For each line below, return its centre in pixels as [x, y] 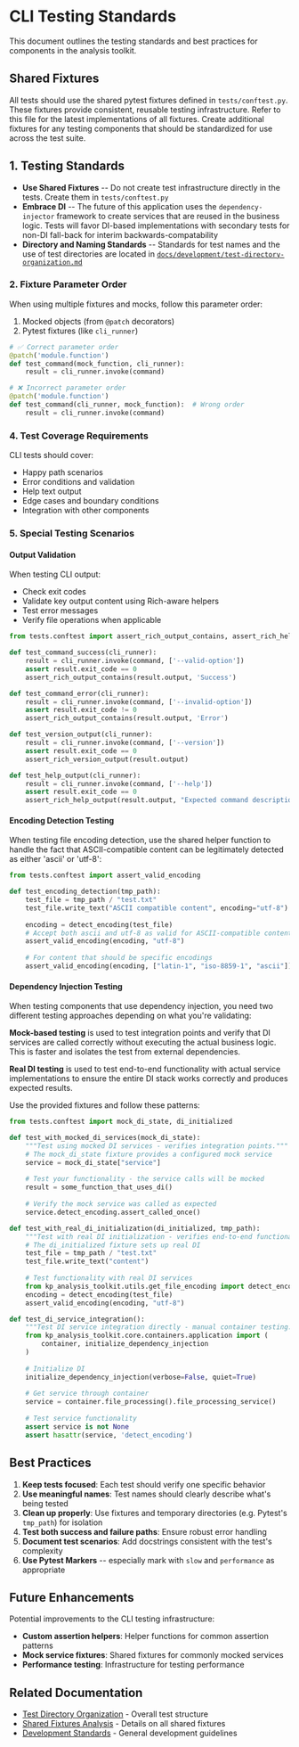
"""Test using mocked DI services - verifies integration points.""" [157, 1146]
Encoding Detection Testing [62, 820]
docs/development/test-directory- [221, 254]
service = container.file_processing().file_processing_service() [151, 1402]
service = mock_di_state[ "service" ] [93, 1162]
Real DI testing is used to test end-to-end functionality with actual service [145, 1069]
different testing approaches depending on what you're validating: [130, 1016]
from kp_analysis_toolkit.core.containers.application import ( [147, 1336]
